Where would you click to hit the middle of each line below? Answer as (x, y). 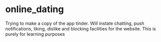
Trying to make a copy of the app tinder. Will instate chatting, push (75, 23)
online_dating (35, 9)
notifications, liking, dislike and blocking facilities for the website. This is (81, 28)
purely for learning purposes (35, 34)
